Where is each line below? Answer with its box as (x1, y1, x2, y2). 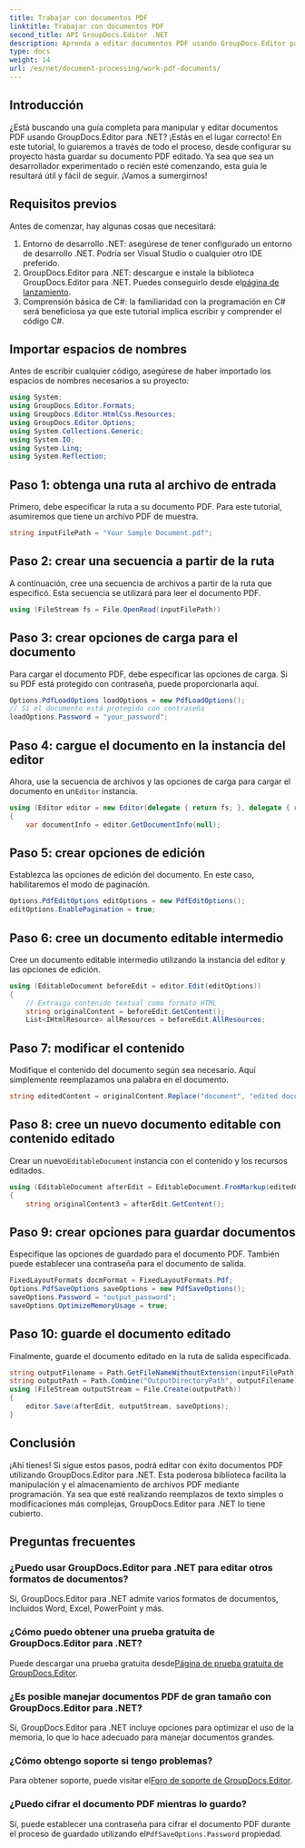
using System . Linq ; (9, 443, 84, 452)
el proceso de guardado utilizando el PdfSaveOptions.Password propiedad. (9, 1828, 283, 1839)
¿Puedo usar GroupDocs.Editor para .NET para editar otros (9, 1561, 273, 1574)
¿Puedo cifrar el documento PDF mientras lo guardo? (9, 1798, 248, 1811)
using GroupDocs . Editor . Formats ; (9, 402, 136, 411)
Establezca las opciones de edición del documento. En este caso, (9, 869, 254, 880)
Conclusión (9, 1436, 76, 1451)
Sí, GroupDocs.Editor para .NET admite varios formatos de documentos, (9, 1594, 279, 1605)
